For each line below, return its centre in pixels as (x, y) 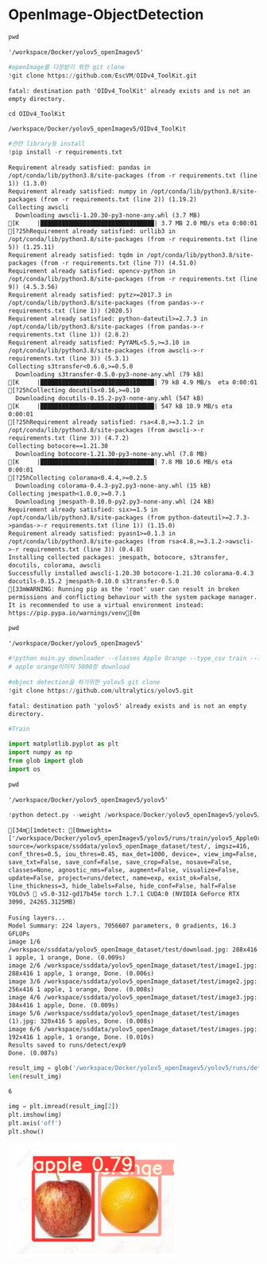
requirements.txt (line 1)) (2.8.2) (69, 335)
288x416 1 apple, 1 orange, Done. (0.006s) (81, 973)
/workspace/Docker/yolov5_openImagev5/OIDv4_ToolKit (97, 129)
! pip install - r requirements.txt (66, 153)
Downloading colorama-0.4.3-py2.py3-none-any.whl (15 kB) (114, 486)
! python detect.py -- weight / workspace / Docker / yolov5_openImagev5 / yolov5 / (135, 815)
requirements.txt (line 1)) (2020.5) (71, 311)
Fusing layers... (37, 918)
